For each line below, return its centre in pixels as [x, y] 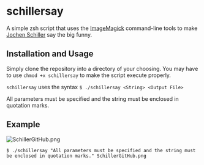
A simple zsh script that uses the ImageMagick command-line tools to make [102, 28]
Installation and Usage [50, 54]
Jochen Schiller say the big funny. [49, 34]
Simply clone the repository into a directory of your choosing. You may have [102, 68]
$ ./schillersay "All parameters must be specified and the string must [101, 150]
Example [23, 124]
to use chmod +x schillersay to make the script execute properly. [89, 75]
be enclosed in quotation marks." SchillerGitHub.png [77, 156]
